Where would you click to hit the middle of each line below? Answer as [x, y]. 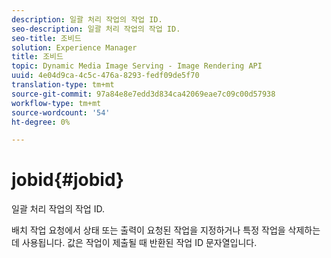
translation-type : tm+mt [63, 85]
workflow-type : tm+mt [56, 103]
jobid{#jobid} [68, 180]
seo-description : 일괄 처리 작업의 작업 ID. [96, 29]
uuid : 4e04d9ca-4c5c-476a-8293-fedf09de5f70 [105, 76]
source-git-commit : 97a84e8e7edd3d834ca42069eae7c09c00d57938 [143, 94]
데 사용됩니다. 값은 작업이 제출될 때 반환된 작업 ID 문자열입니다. [134, 243]
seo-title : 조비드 [46, 38]
